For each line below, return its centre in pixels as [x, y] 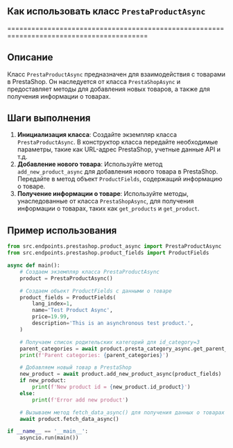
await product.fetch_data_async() [69, 419]
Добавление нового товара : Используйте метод [90, 164]
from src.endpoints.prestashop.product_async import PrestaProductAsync [114, 247]
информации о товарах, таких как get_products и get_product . [108, 208]
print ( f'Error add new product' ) [80, 400]
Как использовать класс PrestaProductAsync [106, 11]
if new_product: [43, 381]
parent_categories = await [59, 349]
